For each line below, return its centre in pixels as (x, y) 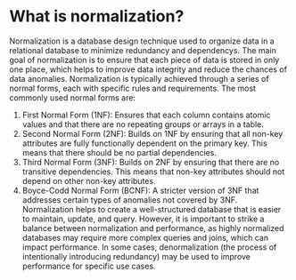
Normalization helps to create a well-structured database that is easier (152, 209)
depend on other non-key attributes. (89, 180)
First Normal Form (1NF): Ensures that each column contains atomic (146, 115)
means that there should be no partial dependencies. (119, 152)
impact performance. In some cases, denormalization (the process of (149, 247)
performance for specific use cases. (89, 266)
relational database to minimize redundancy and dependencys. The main (143, 50)
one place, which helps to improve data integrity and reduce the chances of (148, 69)
